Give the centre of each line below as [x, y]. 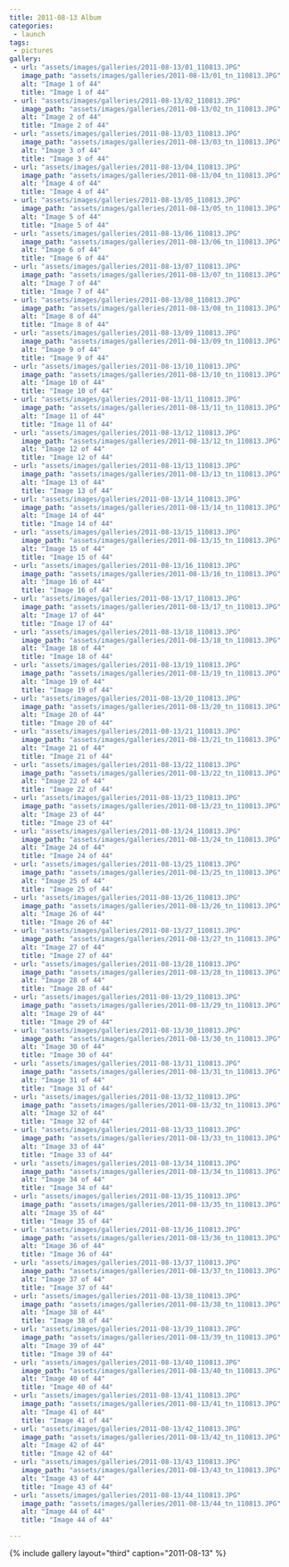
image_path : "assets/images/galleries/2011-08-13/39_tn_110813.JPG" [151, 1338]
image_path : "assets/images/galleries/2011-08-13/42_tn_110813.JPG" [151, 1437]
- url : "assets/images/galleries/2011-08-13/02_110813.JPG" [127, 100]
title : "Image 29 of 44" [67, 1022]
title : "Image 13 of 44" [67, 491]
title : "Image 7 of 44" [65, 291]
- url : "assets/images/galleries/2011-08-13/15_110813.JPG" [127, 532]
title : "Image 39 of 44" [67, 1354]
